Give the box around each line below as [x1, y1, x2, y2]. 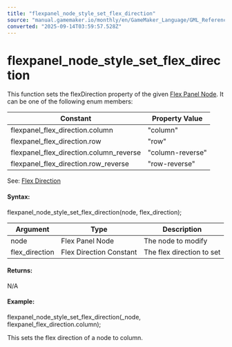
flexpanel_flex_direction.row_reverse [10, 159, 130, 169]
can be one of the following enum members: [7, 97, 133, 106]
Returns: [7, 266, 33, 275]
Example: [7, 297, 35, 306]
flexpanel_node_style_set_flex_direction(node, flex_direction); [7, 208, 182, 216]
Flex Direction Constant [61, 247, 137, 257]
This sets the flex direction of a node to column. [7, 333, 144, 341]
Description [162, 224, 202, 234]
